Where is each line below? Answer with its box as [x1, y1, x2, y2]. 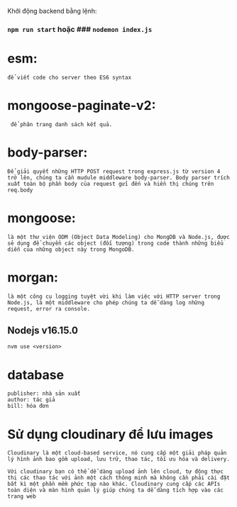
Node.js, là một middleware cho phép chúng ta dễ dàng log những [7, 299, 204, 306]
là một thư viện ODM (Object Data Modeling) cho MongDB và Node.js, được [7, 233, 231, 240]
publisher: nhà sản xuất [7, 390, 81, 397]
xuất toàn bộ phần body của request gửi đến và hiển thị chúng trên [7, 180, 214, 187]
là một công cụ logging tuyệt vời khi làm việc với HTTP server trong [7, 293, 221, 300]
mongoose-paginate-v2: [7, 98, 156, 113]
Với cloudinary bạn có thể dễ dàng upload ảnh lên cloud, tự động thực [7, 468, 224, 475]
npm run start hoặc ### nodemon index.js [7, 24, 153, 34]
